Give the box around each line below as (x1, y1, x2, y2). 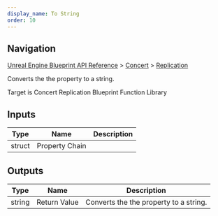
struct (10, 141, 30, 151)
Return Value (36, 197, 79, 207)
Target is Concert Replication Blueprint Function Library (7, 88, 168, 96)
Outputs (7, 165, 44, 177)
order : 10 (7, 17, 36, 24)
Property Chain (36, 141, 87, 151)
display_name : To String (7, 10, 80, 17)
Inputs (7, 108, 36, 120)
